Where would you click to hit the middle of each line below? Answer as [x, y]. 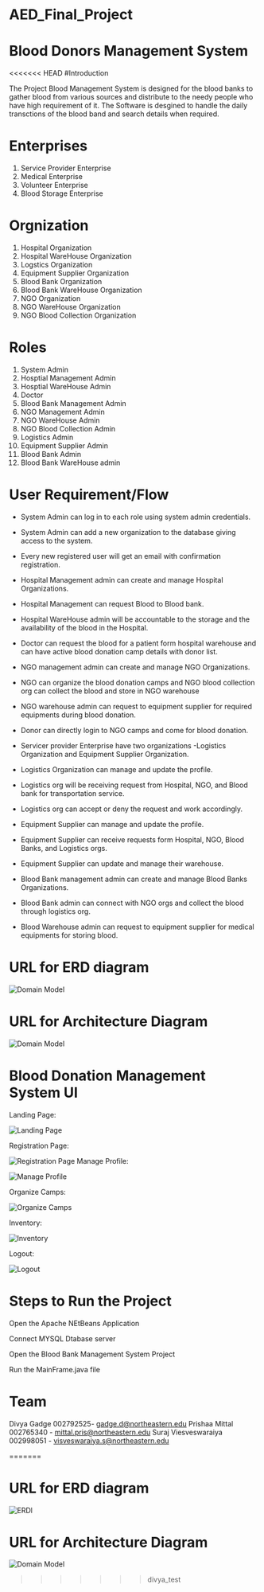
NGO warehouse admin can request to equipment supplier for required [136, 706]
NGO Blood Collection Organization [78, 315]
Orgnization [49, 226]
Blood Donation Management [107, 1075]
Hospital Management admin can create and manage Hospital [122, 579]
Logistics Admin [47, 437]
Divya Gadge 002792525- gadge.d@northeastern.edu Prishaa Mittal [121, 1423]
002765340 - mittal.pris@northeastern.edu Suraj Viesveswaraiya [116, 1432]
